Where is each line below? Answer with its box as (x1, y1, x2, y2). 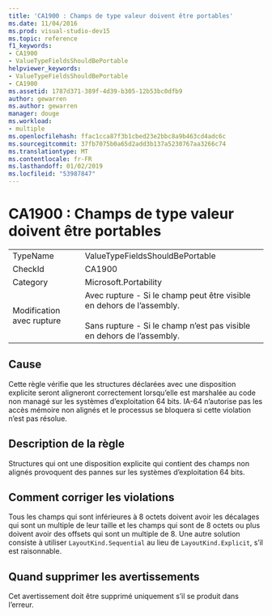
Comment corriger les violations (8, 491, 175, 504)
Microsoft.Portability (84, 276, 163, 287)
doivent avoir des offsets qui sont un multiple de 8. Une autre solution (8, 529, 240, 539)
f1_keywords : (8, 42, 53, 50)
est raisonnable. (8, 546, 62, 556)
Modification (12, 304, 61, 316)
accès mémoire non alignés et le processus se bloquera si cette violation (8, 405, 252, 414)
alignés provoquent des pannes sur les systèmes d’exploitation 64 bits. (8, 467, 245, 477)
